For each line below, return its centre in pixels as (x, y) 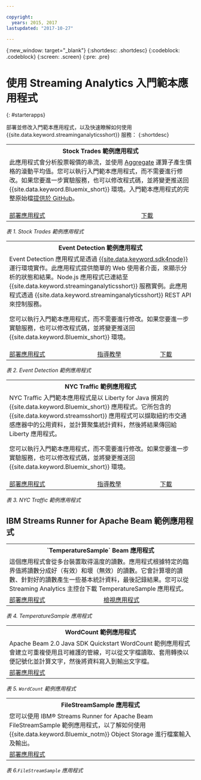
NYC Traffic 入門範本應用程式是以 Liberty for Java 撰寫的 (89, 398)
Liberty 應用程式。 (35, 434)
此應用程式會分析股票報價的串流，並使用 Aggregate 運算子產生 (98, 163)
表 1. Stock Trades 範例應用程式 (45, 232)
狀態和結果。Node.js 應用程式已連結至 (75, 277)
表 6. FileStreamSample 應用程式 (45, 770)
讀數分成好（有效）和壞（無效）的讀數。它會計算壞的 (102, 571)
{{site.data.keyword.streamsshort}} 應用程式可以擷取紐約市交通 (98, 416)
